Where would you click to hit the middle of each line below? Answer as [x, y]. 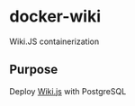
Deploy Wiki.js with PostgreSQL [68, 91]
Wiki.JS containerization [54, 41]
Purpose [34, 70]
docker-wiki [55, 17]
